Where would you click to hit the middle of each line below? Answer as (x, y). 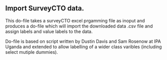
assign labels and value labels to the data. (49, 31)
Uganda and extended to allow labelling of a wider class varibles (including (84, 47)
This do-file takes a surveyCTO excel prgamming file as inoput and (75, 20)
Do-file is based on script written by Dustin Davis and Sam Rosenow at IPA (83, 41)
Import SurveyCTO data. (45, 8)
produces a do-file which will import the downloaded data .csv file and (79, 26)
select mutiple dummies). (32, 52)
